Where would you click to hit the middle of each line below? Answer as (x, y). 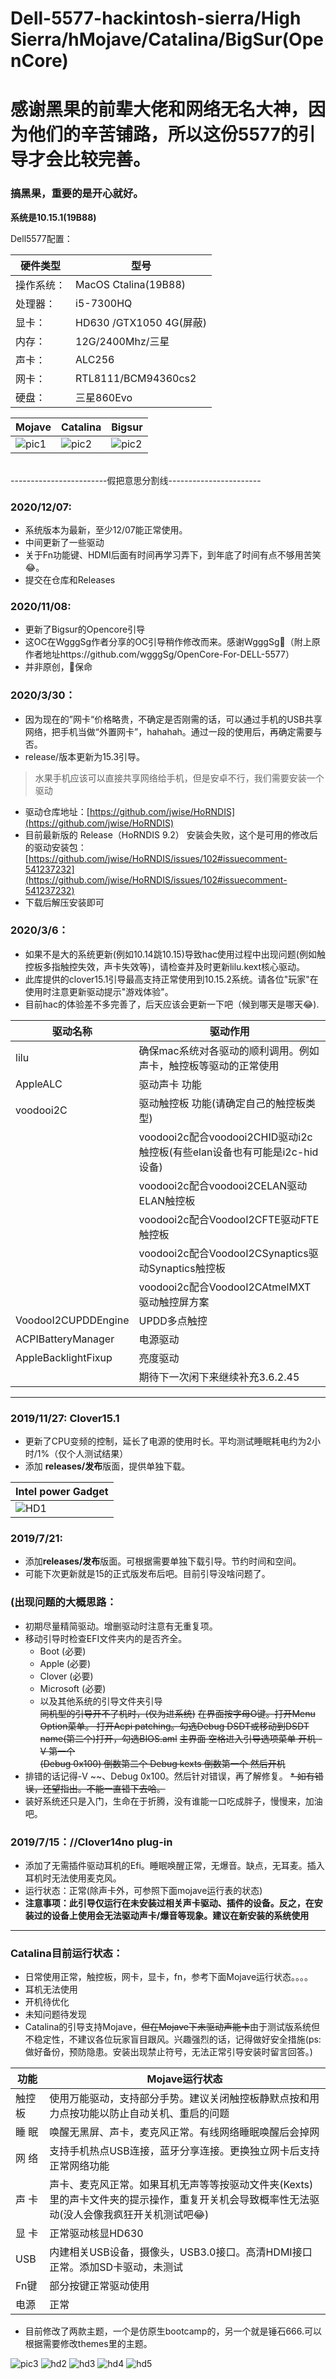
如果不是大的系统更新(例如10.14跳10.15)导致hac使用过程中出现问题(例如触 (175, 954)
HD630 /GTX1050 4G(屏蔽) (141, 322)
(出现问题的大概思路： (63, 1602)
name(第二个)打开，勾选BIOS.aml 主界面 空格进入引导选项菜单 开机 (178, 1738)
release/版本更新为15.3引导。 (85, 756)
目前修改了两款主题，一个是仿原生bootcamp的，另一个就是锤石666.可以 (173, 2331)
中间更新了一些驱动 (64, 542)
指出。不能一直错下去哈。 (112, 1788)
